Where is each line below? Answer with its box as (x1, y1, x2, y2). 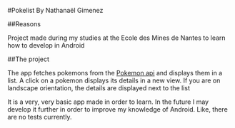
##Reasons (7, 20, 41, 28)
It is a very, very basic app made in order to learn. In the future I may (7, 97, 209, 106)
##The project (7, 55, 50, 63)
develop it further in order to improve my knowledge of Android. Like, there (7, 105, 229, 113)
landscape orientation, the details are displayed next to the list (7, 84, 191, 92)
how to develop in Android (7, 41, 85, 49)
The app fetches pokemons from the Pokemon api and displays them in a (7, 69, 223, 77)
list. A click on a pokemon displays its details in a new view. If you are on (7, 76, 221, 85)
